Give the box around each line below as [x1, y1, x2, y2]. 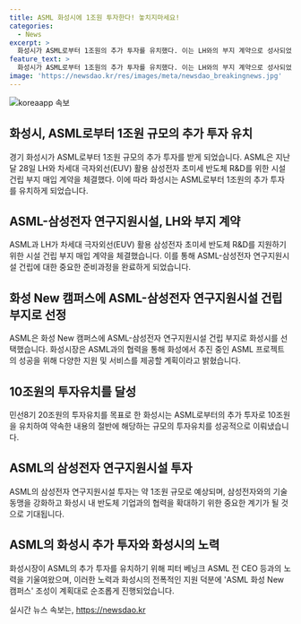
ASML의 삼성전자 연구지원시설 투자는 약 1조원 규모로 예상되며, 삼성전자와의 [9, 486, 271, 497]
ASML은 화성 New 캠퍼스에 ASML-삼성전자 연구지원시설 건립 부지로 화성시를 [9, 333, 279, 343]
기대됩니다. [25, 508, 65, 519]
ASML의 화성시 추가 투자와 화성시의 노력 [9, 537, 220, 552]
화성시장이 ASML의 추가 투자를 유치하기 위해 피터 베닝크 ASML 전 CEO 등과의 [9, 562, 282, 574]
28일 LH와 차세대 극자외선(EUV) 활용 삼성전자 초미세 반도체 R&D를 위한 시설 [18, 162, 287, 173]
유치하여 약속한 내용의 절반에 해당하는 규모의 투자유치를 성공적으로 [18, 420, 251, 431]
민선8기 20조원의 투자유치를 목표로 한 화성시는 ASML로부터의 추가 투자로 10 [9, 410, 276, 420]
